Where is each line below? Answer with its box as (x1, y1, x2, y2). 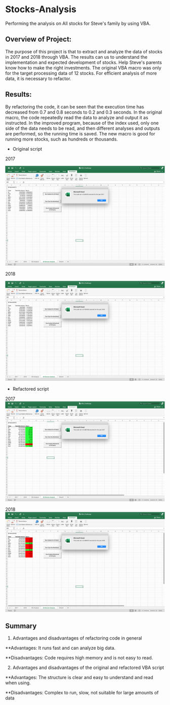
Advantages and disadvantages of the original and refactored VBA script (12, 664, 164, 671)
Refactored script (12, 385, 49, 392)
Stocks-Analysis (5, 4, 77, 15)
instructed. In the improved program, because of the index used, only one (5, 120, 159, 126)
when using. (5, 680, 31, 686)
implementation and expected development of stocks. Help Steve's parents (5, 59, 162, 65)
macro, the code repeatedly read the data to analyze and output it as (5, 114, 148, 120)
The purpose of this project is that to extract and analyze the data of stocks (5, 48, 163, 54)
